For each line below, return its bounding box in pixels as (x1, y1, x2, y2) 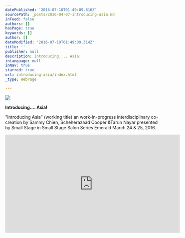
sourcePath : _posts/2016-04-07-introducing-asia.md (5, 12, 115, 17)
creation (5, 119, 22, 125)
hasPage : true (5, 26, 35, 31)
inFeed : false (5, 16, 35, 21)
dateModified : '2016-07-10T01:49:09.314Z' (5, 40, 95, 45)
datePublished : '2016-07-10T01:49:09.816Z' (5, 7, 97, 12)
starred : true (5, 68, 35, 73)
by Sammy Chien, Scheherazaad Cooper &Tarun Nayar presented (23, 119, 158, 125)
